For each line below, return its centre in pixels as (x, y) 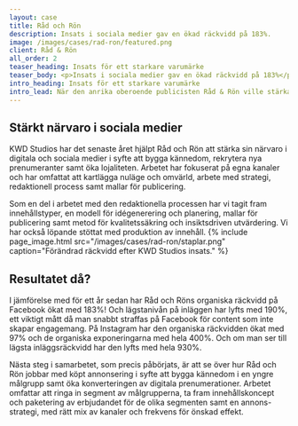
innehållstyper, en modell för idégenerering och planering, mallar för (134, 213)
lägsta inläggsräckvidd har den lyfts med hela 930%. (106, 348)
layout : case (33, 17)
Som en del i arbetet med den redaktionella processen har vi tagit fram (138, 204)
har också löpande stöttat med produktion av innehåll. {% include (129, 233)
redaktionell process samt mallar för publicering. (98, 186)
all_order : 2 (33, 59)
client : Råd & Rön (43, 51)
